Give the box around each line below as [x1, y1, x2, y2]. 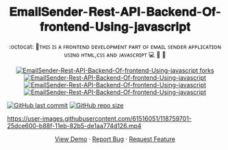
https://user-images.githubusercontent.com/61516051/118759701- [7, 114, 192, 123]
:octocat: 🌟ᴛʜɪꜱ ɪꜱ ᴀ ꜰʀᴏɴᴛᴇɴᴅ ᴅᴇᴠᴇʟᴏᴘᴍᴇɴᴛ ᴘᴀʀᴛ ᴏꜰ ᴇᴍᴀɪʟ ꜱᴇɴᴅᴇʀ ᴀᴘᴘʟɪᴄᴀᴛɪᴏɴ [9, 42, 221, 50]
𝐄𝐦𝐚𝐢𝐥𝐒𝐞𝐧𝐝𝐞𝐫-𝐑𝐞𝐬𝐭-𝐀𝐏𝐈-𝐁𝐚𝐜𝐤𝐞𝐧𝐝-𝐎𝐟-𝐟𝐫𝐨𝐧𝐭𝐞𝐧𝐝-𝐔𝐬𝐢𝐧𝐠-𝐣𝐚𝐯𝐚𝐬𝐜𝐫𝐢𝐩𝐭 [9, 4, 221, 20]
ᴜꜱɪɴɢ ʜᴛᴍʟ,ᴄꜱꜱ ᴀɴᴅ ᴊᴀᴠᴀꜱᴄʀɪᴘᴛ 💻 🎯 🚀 [64, 50, 166, 59]
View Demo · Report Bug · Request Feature [54, 134, 176, 143]
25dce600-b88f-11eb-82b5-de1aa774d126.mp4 [7, 121, 142, 130]
